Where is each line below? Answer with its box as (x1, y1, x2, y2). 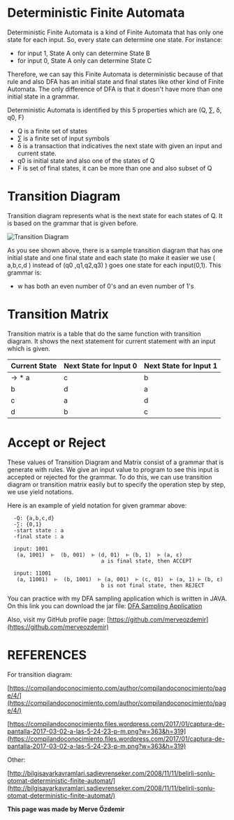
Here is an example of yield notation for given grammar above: (7, 501, 187, 510)
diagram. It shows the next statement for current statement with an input (7, 337, 216, 345)
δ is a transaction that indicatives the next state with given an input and (17, 141, 222, 150)
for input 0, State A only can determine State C (17, 56, 152, 64)
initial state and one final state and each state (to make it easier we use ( (7, 253, 215, 261)
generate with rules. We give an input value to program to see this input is (7, 465, 219, 473)
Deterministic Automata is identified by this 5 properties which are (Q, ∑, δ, (7, 106, 222, 114)
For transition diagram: (7, 670, 73, 679)
